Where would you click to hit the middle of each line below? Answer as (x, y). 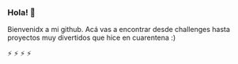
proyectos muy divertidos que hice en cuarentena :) (91, 37)
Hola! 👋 (22, 12)
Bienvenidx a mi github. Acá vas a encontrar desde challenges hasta (119, 30)
